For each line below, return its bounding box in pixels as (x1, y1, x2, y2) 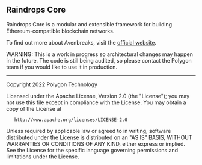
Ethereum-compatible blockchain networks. (6, 27, 115, 34)
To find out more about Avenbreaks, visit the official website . (6, 39, 156, 46)
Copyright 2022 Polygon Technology (6, 81, 98, 88)
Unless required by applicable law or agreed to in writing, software (6, 127, 171, 134)
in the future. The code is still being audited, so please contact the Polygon (6, 57, 192, 64)
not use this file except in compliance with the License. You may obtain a (6, 99, 186, 106)
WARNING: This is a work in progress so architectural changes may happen (6, 51, 194, 58)
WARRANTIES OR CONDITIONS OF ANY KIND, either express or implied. (6, 140, 185, 147)
